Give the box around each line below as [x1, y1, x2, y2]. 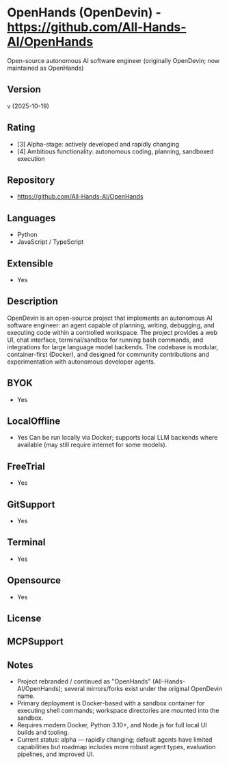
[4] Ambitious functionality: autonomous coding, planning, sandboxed [16, 147, 214, 155]
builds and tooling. [16, 728, 70, 737]
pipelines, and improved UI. [16, 750, 94, 758]
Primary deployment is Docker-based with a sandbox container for [16, 699, 205, 707]
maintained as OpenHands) [7, 64, 84, 72]
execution [16, 154, 46, 162]
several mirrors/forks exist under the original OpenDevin [64, 685, 223, 693]
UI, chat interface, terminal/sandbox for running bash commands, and [7, 336, 204, 344]
